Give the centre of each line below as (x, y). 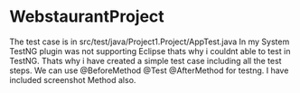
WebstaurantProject (87, 17)
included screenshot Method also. (73, 79)
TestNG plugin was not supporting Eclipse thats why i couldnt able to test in (150, 51)
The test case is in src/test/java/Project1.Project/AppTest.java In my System (150, 42)
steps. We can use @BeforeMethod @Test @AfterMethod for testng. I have (149, 70)
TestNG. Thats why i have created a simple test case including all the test (145, 60)
